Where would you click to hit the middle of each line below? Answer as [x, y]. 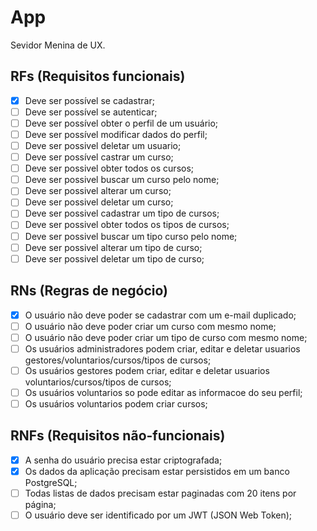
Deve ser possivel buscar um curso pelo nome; [122, 180]
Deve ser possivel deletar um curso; [99, 202]
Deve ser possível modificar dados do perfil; [116, 134]
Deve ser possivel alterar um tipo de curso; [113, 247]
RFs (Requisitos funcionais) [98, 76]
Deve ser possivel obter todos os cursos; [109, 168]
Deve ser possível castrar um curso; [99, 157]
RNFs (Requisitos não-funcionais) [118, 436]
